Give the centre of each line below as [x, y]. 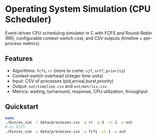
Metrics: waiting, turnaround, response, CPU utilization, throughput [80, 91]
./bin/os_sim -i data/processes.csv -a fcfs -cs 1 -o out [65, 132]
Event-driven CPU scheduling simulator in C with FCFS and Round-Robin [78, 33]
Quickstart [22, 107]
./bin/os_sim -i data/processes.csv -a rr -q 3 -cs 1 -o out [69, 123]
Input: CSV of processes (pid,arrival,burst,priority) [63, 81]
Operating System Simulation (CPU [78, 9]
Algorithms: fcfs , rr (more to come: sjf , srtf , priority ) [68, 70]
